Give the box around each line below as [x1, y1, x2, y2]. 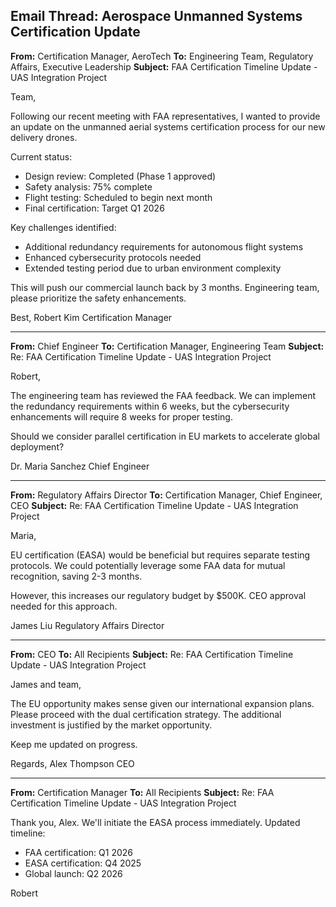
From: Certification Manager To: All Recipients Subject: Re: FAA [10, 786, 275, 798]
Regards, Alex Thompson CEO [10, 757, 135, 769]
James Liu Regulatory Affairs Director [10, 619, 165, 631]
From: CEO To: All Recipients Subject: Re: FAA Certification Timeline [10, 648, 294, 660]
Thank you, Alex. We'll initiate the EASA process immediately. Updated [10, 816, 301, 828]
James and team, [10, 678, 82, 690]
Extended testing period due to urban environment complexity [24, 262, 282, 274]
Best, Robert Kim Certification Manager [10, 311, 173, 323]
